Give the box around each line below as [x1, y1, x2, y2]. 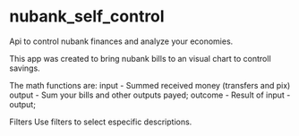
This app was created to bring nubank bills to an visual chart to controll [9, 53, 271, 64]
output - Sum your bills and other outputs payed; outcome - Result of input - [9, 89, 291, 100]
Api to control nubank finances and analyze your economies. [9, 36, 234, 47]
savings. [9, 63, 40, 73]
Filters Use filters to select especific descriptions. [9, 116, 192, 127]
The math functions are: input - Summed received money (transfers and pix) [9, 80, 291, 90]
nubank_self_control [9, 6, 165, 27]
